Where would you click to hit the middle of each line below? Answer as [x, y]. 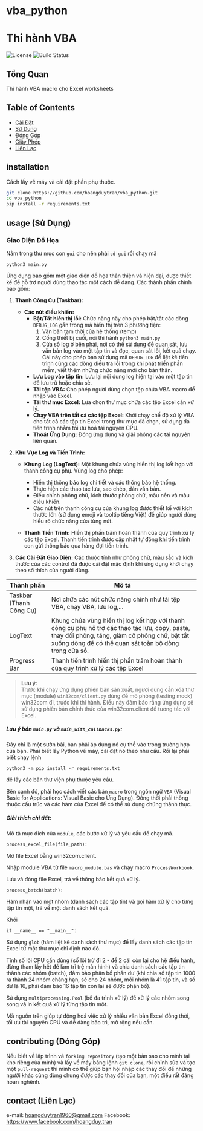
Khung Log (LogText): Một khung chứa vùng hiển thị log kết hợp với [109, 464]
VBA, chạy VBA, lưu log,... [87, 606]
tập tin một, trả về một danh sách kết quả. [58, 908]
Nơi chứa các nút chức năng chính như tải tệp [116, 599]
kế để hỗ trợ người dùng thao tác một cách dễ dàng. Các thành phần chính [99, 282]
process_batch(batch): [35, 890]
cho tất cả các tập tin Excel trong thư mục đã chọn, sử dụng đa [111, 421]
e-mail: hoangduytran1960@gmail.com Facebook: [68, 1115]
